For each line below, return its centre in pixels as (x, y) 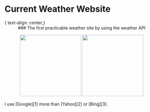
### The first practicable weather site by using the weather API (82, 28)
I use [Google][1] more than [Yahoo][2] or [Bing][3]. (56, 104)
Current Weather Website (58, 9)
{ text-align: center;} (25, 23)
